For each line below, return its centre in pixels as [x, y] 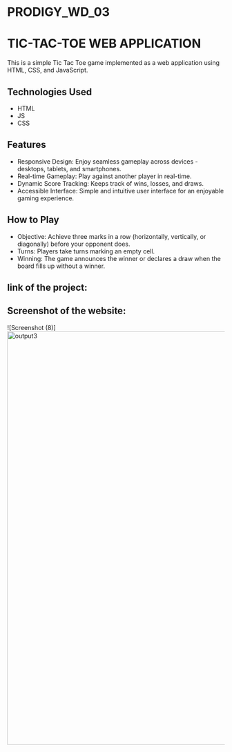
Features [27, 145]
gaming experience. [46, 198]
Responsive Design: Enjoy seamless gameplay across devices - [107, 161]
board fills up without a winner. [61, 266]
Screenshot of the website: [67, 311]
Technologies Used [49, 91]
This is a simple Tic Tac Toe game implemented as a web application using [113, 63]
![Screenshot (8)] [32, 327]
